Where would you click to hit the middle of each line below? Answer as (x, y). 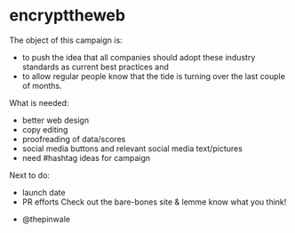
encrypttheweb (68, 16)
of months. (42, 85)
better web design (56, 120)
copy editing (45, 129)
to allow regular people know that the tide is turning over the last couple (154, 76)
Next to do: (30, 175)
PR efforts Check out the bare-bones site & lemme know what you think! (154, 202)
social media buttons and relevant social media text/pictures (132, 149)
